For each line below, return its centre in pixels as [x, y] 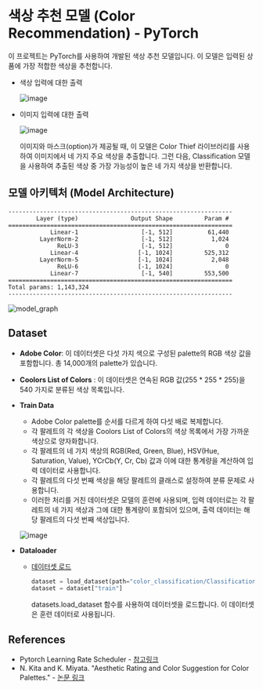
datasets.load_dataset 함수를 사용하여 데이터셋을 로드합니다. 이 [129, 604]
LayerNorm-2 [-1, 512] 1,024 [134, 239]
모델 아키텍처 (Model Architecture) [91, 193]
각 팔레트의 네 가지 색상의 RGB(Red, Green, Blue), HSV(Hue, [125, 450]
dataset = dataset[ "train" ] [77, 589]
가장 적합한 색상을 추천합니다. [67, 66]
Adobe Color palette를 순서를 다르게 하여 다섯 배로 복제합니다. [127, 421]
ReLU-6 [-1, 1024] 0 [143, 266]
